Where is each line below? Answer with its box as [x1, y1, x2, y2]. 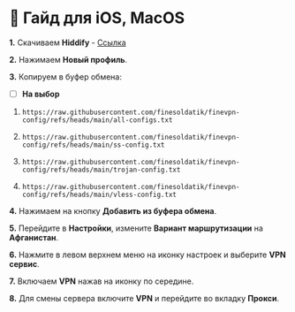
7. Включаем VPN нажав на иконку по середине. [9, 276, 194, 286]
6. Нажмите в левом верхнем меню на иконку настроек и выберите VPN [9, 249, 286, 260]
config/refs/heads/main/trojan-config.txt [21, 165, 181, 174]
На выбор [21, 88, 60, 99]
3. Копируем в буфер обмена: [9, 71, 122, 82]
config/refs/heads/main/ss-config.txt [21, 141, 165, 149]
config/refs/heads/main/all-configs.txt [21, 116, 173, 125]
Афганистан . [9, 232, 59, 242]
